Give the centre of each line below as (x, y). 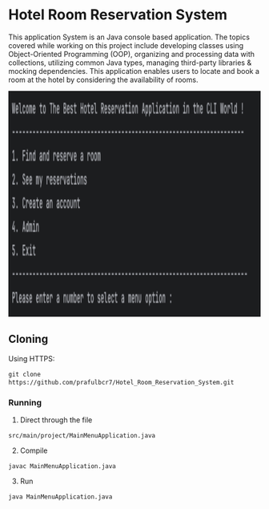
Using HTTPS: (32, 358)
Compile (34, 450)
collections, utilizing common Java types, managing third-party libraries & (130, 63)
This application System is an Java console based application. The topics (129, 37)
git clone (25, 374)
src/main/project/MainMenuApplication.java (82, 436)
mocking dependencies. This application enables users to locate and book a (134, 71)
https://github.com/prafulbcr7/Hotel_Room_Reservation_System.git (121, 382)
